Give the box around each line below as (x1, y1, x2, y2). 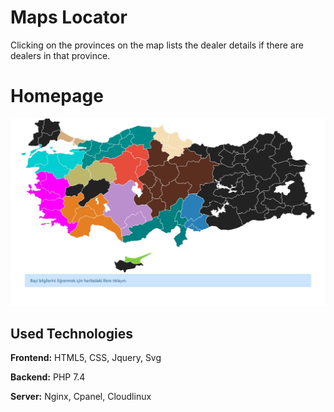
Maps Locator (10, 6, 128, 29)
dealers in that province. (10, 49, 111, 61)
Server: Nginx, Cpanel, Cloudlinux (10, 391, 152, 403)
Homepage (10, 85, 104, 108)
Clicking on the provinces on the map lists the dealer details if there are (10, 39, 304, 51)
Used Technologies (10, 326, 133, 342)
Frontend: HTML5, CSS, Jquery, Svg (10, 352, 162, 364)
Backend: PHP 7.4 (10, 371, 86, 383)
